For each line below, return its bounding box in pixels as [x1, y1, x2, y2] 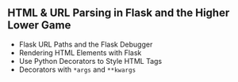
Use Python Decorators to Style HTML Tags [18, 56, 163, 65]
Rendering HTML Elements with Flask [18, 47, 142, 58]
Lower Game [7, 19, 71, 32]
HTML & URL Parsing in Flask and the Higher [7, 6, 230, 20]
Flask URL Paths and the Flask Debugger [18, 39, 153, 49]
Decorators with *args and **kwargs [18, 65, 136, 74]
